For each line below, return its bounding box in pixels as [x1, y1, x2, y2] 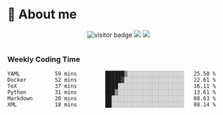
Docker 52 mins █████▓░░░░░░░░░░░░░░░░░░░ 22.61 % [7, 77, 217, 84]
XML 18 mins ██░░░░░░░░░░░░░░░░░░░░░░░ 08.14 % [7, 102, 217, 109]
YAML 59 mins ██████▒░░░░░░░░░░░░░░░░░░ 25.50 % [7, 71, 217, 78]
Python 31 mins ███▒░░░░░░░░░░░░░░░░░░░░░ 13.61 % [7, 89, 217, 96]
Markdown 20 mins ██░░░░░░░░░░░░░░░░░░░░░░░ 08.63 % [7, 95, 217, 102]
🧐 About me [7, 6, 78, 23]
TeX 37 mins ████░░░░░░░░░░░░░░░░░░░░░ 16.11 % [7, 83, 217, 90]
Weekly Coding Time [7, 54, 80, 64]
